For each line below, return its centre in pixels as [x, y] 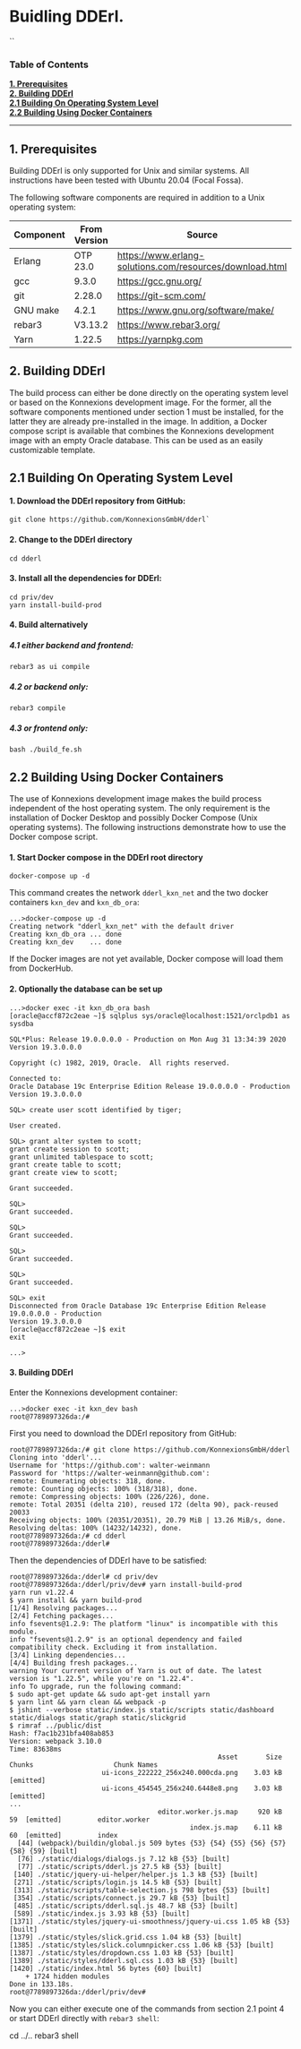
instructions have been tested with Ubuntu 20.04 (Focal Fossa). [126, 180]
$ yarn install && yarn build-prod [76, 1600]
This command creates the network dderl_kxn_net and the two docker [139, 893]
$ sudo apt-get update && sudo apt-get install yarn [110, 1694]
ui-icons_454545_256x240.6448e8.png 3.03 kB [192, 1788]
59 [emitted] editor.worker [80, 1820]
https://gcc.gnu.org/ [159, 281]
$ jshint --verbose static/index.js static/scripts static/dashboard [142, 1710]
